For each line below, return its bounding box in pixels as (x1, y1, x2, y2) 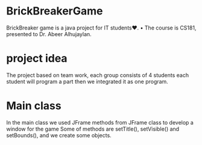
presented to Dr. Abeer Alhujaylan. (6, 30, 92, 37)
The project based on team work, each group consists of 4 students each (6, 71, 189, 79)
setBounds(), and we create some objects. (6, 131, 112, 139)
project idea (6, 52, 68, 66)
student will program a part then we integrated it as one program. (6, 78, 169, 85)
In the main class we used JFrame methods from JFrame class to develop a (6, 119, 194, 126)
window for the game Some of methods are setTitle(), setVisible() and (6, 125, 180, 132)
